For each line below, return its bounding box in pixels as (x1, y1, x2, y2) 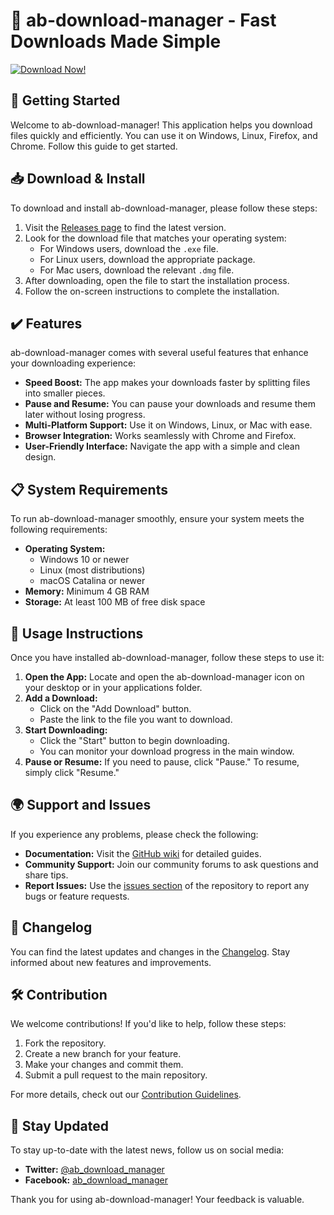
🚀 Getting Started (10, 92, 121, 109)
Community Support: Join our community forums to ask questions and (24, 858, 319, 870)
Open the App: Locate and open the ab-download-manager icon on (24, 671, 305, 683)
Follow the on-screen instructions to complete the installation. (24, 285, 280, 297)
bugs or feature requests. (24, 890, 130, 902)
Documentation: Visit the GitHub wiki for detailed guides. (24, 847, 262, 859)
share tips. (24, 869, 69, 881)
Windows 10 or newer (39, 554, 130, 566)
